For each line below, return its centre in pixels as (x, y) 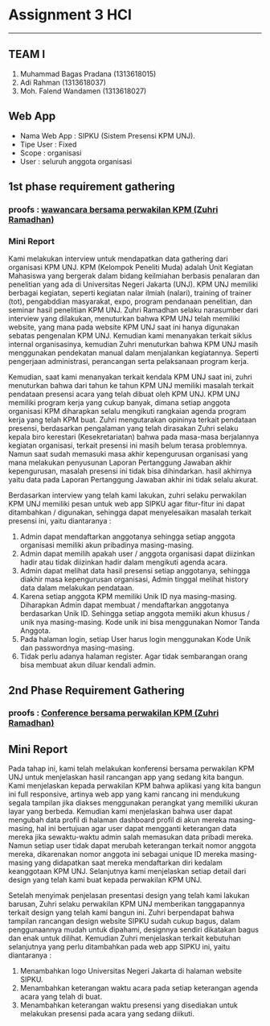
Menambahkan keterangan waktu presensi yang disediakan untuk (129, 1005)
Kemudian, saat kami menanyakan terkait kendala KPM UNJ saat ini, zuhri (130, 377)
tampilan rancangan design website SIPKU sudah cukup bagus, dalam (125, 921)
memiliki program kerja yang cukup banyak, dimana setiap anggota (119, 403)
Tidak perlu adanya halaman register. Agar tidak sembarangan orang (133, 656)
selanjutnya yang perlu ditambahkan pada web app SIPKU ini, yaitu (119, 947)
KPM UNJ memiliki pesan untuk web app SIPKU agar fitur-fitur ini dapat (127, 504)
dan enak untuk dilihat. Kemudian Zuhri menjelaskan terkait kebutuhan (125, 938)
